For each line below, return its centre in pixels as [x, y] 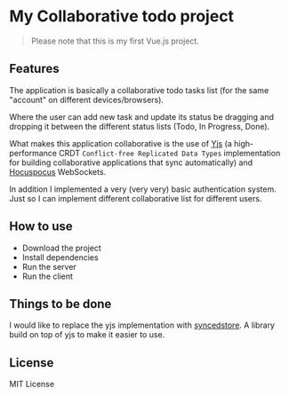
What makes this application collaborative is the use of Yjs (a [121, 143]
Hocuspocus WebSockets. [58, 171]
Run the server [49, 266]
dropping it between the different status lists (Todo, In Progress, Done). [140, 126]
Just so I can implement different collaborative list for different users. [136, 198]
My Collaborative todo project [121, 16]
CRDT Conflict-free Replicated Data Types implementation [170, 153]
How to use [41, 227]
